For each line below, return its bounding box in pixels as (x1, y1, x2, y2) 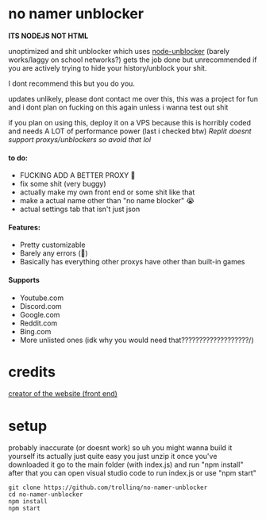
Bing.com (19, 326, 52, 336)
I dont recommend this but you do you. (8, 79, 135, 88)
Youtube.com (19, 293, 64, 302)
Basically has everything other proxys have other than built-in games (19, 257, 245, 267)
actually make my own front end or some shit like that (19, 187, 195, 197)
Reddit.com (19, 318, 58, 328)
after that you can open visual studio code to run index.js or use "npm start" (8, 468, 256, 478)
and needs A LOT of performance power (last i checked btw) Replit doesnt (8, 126, 252, 136)
